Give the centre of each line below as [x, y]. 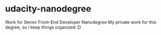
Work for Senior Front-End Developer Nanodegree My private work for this [81, 22]
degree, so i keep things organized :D [43, 27]
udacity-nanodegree [48, 9]
